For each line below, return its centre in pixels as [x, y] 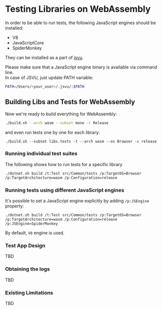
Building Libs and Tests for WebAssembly [70, 102]
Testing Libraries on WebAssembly [78, 9]
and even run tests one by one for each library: [53, 132]
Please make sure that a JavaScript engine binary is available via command [81, 67]
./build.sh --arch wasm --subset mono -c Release [57, 123]
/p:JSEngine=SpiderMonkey [31, 224]
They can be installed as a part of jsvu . [44, 57]
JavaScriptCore [28, 42]
